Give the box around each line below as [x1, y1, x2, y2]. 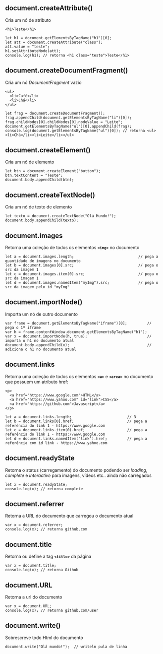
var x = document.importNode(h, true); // [5, 333, 152, 339]
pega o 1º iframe [5, 325, 41, 330]
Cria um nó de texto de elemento [5, 204, 72, 210]
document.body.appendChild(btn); [5, 177, 74, 183]
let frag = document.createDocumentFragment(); [5, 111, 106, 116]
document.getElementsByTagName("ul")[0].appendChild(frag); [5, 124, 132, 129]
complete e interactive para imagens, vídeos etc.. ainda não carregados [5, 472, 152, 478]
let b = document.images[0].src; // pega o [5, 263, 159, 268]
